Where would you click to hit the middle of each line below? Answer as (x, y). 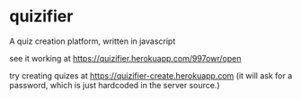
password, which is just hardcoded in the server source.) (115, 85)
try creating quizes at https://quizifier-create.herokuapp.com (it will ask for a (151, 75)
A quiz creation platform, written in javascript (93, 41)
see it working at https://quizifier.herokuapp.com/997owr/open (125, 58)
